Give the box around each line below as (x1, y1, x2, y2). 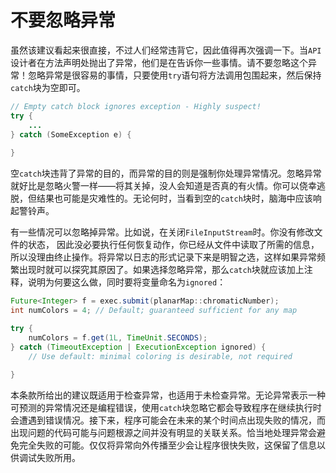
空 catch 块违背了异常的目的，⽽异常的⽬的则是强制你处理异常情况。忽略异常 (10, 167, 322, 180)
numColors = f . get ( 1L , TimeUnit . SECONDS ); (28, 332, 208, 343)
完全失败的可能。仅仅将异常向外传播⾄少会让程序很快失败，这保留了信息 (18, 439, 317, 451)
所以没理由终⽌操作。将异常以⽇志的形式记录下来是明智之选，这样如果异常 (10, 251, 317, 263)
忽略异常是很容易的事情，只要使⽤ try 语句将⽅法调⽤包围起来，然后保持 (27, 69, 322, 81)
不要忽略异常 (10, 9, 117, 32)
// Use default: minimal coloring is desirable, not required (28, 351, 293, 361)
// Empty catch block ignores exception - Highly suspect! (10, 101, 262, 111)
